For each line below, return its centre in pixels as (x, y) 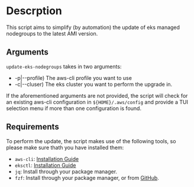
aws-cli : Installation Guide (46, 159)
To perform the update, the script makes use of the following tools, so (91, 141)
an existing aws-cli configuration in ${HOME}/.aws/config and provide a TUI (97, 102)
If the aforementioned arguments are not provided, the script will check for (97, 95)
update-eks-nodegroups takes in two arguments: (64, 66)
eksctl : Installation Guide (45, 165)
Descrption (34, 11)
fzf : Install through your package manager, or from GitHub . (87, 178)
